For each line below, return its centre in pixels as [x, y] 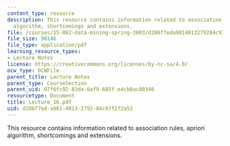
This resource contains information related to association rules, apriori [106, 128]
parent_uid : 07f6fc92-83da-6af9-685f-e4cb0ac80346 [81, 89]
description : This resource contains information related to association [115, 20]
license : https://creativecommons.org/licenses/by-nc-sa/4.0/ [98, 64]
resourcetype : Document [41, 96]
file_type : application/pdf [47, 45]
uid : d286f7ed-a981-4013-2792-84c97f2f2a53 [70, 108]
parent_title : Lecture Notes [49, 77]
